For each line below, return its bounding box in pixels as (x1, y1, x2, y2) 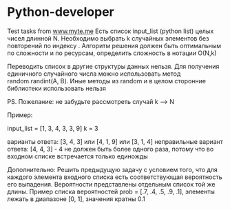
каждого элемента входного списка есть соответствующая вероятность (7, 173, 222, 181)
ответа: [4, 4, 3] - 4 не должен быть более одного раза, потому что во (7, 145, 214, 153)
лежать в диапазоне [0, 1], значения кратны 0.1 (7, 194, 146, 203)
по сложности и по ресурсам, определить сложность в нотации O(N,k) (7, 49, 217, 57)
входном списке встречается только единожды (7, 152, 148, 160)
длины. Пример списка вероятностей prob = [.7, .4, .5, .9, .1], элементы (7, 187, 216, 196)
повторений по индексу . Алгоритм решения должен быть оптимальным (7, 41, 222, 50)
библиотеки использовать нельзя (7, 84, 107, 92)
